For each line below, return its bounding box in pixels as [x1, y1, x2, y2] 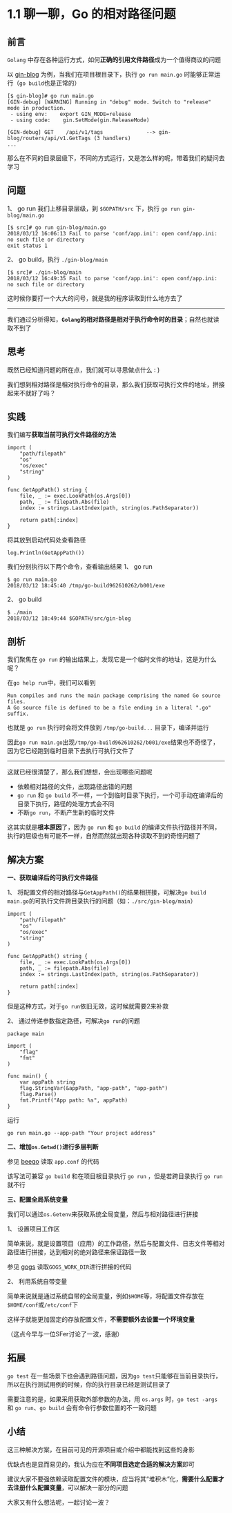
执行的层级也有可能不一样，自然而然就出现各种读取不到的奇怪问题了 [7, 832, 201, 840]
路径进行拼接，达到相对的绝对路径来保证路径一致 [7, 1248, 146, 1256]
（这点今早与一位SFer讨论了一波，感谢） [7, 1330, 124, 1338]
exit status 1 [7, 242, 48, 249]
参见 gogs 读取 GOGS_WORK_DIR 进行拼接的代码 [7, 1262, 132, 1271]
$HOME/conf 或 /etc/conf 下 [7, 1300, 79, 1309]
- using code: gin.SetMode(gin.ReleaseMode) [10, 117, 150, 124]
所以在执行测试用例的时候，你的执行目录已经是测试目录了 [7, 1380, 171, 1388]
